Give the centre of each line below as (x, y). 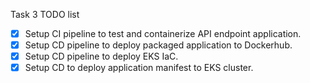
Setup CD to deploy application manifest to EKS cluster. (139, 68)
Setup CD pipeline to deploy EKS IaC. (101, 56)
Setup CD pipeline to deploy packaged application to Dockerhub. (158, 45)
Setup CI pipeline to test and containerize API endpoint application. (163, 33)
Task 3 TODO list (45, 14)
